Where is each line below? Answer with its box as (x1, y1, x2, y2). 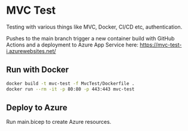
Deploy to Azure (6, 102, 67, 113)
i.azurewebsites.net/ (6, 47, 57, 54)
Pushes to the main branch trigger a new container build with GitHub (6, 35, 175, 42)
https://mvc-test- (139, 41, 182, 48)
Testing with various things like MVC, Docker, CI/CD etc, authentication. (6, 23, 183, 30)
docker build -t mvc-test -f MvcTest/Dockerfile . (6, 80, 135, 86)
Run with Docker (6, 65, 69, 75)
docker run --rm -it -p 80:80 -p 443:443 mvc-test (6, 86, 135, 92)
